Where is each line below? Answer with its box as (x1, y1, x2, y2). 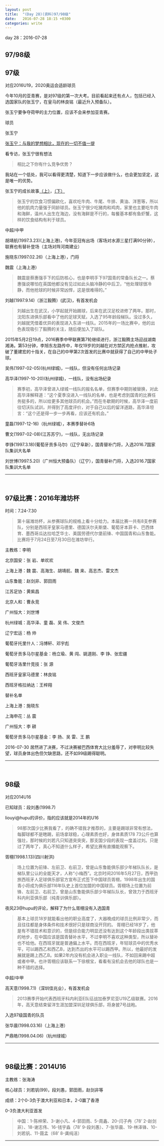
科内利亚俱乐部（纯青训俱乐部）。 (17, 895, 84, 901)
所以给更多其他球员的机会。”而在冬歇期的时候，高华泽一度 (38, 398, 154, 404)
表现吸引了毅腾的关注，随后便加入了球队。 (21, 326, 107, 332)
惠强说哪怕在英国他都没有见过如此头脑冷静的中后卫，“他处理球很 (17, 281, 147, 287)
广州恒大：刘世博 (5, 609, 40, 615)
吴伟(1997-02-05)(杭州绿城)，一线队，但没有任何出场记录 (5, 365, 121, 371)
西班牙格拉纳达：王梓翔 (5, 682, 52, 688)
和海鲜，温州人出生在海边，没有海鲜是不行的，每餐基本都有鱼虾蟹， (17, 211, 154, 216)
